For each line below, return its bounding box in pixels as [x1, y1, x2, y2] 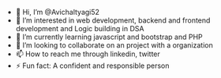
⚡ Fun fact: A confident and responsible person [15, 61, 170, 70]
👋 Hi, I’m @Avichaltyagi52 [15, 8, 100, 16]
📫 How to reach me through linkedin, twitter [15, 49, 160, 58]
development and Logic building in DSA [15, 24, 144, 33]
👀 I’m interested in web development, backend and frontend [15, 16, 211, 25]
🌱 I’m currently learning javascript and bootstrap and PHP [15, 32, 203, 41]
